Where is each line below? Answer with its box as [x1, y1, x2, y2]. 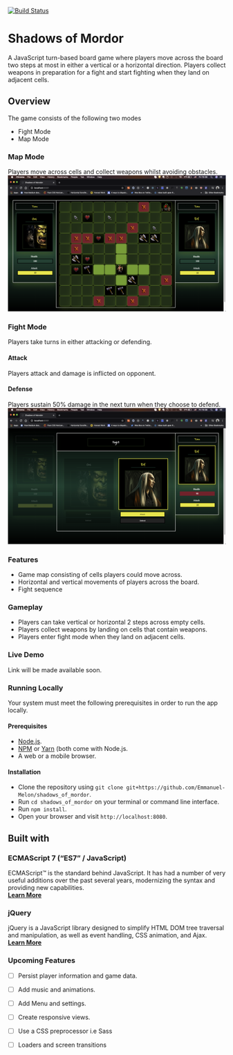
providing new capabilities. [8, 884, 85, 892]
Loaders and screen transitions [17, 1040, 106, 1049]
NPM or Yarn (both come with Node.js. [17, 745, 129, 753]
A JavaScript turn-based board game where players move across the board [8, 53, 223, 61]
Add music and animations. [17, 985, 96, 994]
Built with [8, 833, 50, 844]
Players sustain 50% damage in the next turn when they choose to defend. [8, 400, 221, 408]
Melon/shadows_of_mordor [17, 792, 90, 799]
